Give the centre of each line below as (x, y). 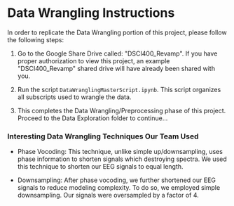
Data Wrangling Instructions (91, 13)
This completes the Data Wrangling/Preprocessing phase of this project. (122, 110)
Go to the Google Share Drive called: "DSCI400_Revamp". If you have (117, 53)
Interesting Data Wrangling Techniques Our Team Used (103, 136)
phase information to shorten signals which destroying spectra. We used (122, 159)
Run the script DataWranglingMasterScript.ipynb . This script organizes (119, 89)
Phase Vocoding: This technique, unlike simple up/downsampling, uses (120, 152)
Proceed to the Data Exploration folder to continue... (92, 118)
